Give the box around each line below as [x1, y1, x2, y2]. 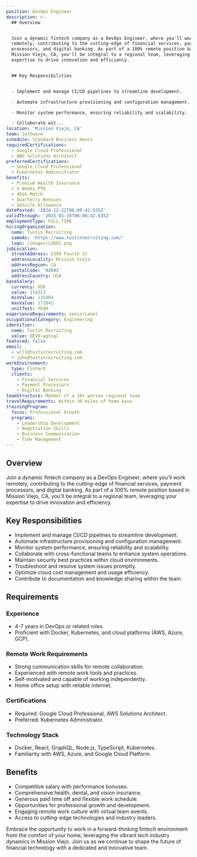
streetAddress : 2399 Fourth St [11, 251, 88, 257]
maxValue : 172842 [11, 300, 54, 306]
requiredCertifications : [6, 142, 67, 148]
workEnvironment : [6, 360, 49, 366]
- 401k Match [11, 191, 43, 197]
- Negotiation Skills [16, 426, 69, 432]
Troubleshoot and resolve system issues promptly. [14, 563, 137, 570]
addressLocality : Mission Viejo [11, 256, 91, 263]
